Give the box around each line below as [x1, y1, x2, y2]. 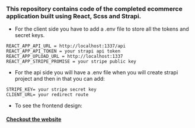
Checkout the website [6, 116, 62, 123]
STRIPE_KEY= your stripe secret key [6, 87, 97, 93]
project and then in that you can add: [14, 76, 106, 83]
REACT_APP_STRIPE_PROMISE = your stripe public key [6, 58, 136, 65]
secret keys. [14, 32, 45, 39]
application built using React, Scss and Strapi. [6, 12, 142, 20]
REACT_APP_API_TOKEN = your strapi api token [6, 48, 120, 54]
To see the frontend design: [14, 102, 83, 109]
